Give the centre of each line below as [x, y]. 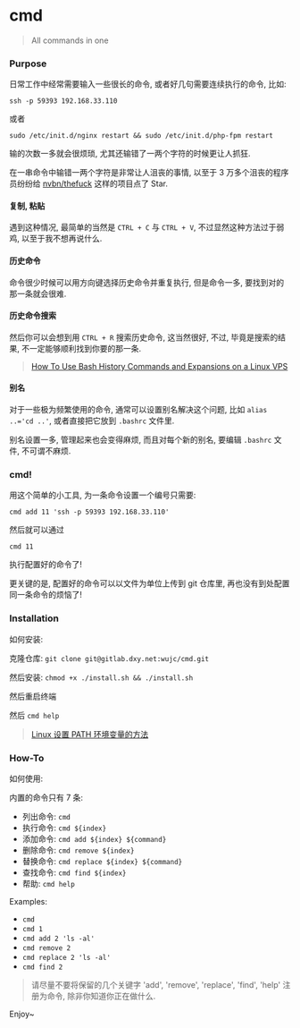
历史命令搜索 [33, 316]
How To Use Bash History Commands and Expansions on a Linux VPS [159, 366]
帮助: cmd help [49, 883]
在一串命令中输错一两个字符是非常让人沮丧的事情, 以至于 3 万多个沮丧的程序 [149, 173]
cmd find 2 [42, 967]
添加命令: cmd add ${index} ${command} [94, 838]
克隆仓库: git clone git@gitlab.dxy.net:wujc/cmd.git [109, 658]
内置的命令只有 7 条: [46, 797]
